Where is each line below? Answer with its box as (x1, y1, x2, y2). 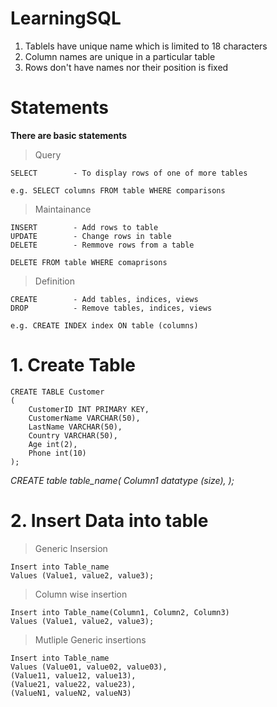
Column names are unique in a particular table (24, 50, 216, 62)
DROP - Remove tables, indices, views (10, 303, 213, 313)
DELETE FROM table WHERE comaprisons (10, 257, 168, 267)
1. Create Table (10, 354, 136, 377)
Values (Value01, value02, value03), (10, 662, 168, 672)
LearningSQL (10, 7, 122, 30)
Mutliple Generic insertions (34, 633, 147, 646)
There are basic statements (10, 129, 128, 141)
